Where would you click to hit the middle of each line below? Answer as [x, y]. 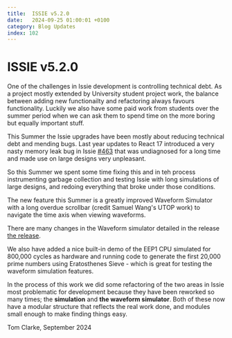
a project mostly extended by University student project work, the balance [113, 94]
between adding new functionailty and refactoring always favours [101, 101]
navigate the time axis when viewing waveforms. [77, 215]
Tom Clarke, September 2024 [50, 328]
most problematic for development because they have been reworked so [111, 292]
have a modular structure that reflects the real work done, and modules [109, 307]
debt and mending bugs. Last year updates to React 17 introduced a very [111, 144]
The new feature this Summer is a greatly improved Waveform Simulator [110, 200]
